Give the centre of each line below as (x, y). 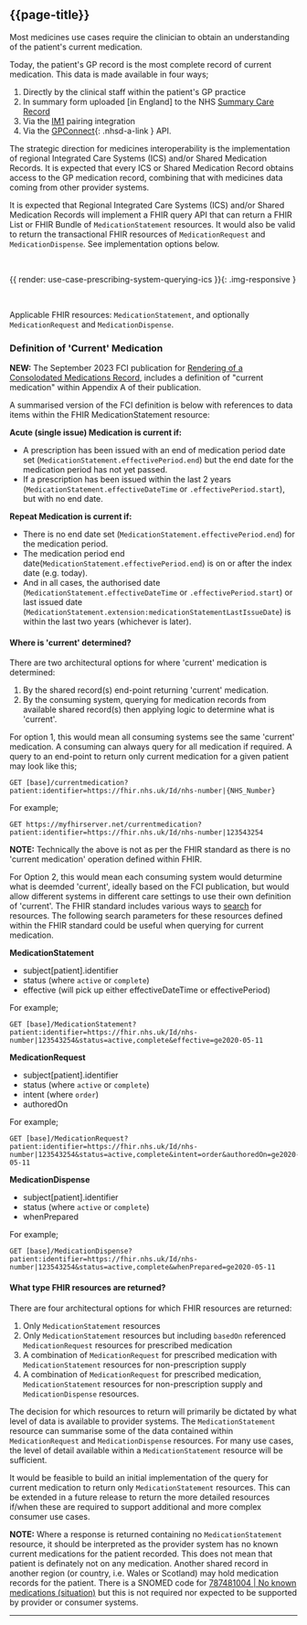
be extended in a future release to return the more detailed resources (140, 1497)
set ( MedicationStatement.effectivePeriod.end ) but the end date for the (158, 460)
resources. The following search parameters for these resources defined (146, 916)
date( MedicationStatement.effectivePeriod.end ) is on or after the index (157, 563)
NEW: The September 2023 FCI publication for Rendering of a (127, 368)
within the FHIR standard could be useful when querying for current (137, 926)
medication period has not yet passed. (95, 470)
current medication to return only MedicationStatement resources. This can (150, 1487)
